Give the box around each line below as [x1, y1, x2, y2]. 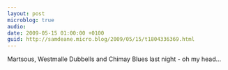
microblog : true [7, 17, 54, 24]
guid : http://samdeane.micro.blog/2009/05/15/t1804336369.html [7, 36, 195, 43]
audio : [7, 23, 26, 30]
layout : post [7, 10, 45, 17]
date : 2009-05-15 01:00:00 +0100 [7, 29, 105, 37]
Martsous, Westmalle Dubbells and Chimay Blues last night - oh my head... [7, 55, 222, 63]
